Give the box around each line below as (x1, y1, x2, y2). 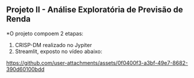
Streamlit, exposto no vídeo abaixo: (14, 48, 103, 55)
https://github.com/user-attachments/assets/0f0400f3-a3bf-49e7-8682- (6, 59, 188, 66)
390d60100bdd (6, 65, 45, 73)
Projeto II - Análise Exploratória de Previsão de (6, 5, 183, 15)
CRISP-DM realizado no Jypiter (14, 41, 92, 48)
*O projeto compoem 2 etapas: (6, 30, 84, 37)
